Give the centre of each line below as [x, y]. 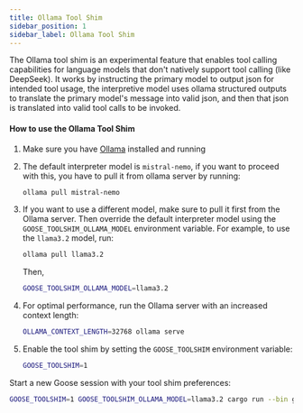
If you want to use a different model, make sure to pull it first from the [151, 209]
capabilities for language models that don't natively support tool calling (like [150, 69]
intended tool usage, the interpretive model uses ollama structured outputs [148, 89]
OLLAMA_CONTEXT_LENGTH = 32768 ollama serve [103, 332]
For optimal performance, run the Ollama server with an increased [145, 306]
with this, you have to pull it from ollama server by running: [131, 176]
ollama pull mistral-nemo [71, 192]
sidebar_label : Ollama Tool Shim [72, 34]
